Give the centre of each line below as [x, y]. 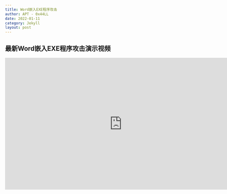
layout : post [18, 28]
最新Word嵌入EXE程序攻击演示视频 [58, 48]
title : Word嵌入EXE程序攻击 [31, 9]
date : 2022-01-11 [23, 18]
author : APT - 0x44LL [27, 14]
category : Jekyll [23, 23]
